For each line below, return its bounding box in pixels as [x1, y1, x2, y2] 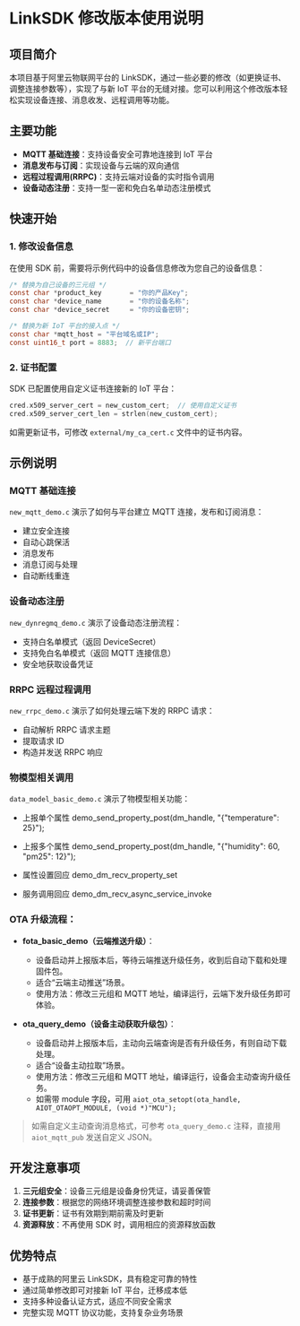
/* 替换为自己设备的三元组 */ [9, 280, 107, 290]
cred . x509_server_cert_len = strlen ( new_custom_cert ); [9, 409, 219, 418]
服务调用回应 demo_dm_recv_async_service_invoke [21, 888, 212, 899]
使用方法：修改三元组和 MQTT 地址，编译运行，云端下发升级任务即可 [35, 988, 291, 999]
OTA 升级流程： [9, 914, 77, 926]
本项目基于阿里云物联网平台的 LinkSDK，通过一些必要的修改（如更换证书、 [9, 73, 287, 82]
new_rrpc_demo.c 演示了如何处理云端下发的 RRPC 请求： [9, 705, 215, 715]
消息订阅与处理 [21, 559, 78, 570]
